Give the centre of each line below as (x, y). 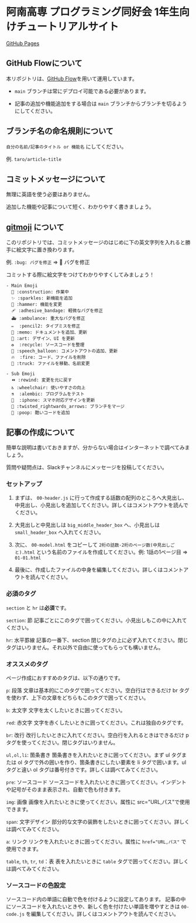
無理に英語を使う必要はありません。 (50, 194)
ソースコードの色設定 (36, 885)
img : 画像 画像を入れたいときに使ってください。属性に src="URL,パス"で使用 (98, 801)
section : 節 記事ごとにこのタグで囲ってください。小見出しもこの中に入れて (97, 620)
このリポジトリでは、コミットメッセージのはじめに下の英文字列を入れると (96, 242)
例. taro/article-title (34, 159)
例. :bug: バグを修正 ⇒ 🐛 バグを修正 (48, 262)
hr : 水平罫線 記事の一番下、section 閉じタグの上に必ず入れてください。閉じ (97, 640)
